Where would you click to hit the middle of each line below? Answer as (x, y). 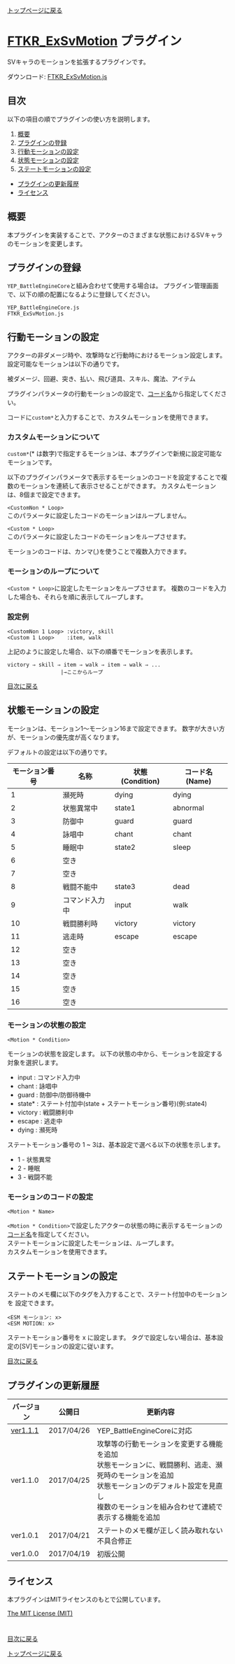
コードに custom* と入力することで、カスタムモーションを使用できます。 (109, 418)
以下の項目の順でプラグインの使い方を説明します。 (80, 119)
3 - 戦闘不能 (35, 1177)
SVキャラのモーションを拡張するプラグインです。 (78, 62)
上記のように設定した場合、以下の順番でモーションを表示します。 (102, 652)
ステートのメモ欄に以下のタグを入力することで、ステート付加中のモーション (117, 1294)
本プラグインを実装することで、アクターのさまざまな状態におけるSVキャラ (115, 235)
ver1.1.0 (25, 1480)
